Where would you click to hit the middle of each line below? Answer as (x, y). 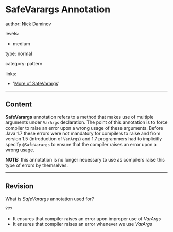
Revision (20, 186)
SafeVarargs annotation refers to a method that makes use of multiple (80, 117)
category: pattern (24, 63)
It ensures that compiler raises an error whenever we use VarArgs (83, 224)
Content (19, 105)
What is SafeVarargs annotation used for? (50, 199)
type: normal (19, 53)
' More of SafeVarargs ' (36, 83)
